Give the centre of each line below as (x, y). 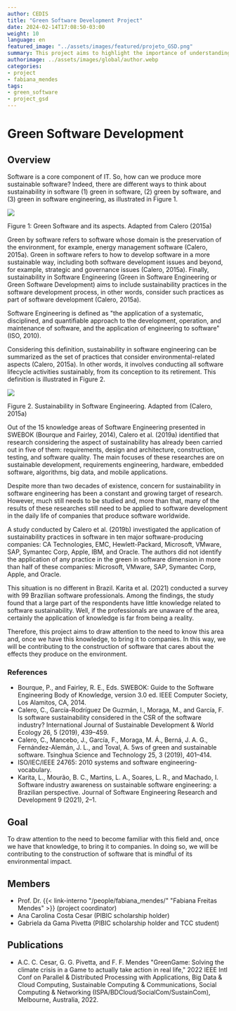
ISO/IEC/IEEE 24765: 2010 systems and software (88, 762)
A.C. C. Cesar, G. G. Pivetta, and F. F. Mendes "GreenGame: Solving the (121, 962)
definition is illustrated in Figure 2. (56, 379)
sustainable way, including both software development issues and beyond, (115, 262)
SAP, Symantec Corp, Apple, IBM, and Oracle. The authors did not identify (114, 552)
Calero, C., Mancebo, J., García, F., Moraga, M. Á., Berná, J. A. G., (113, 740)
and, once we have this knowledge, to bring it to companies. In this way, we (117, 639)
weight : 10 (23, 33)
